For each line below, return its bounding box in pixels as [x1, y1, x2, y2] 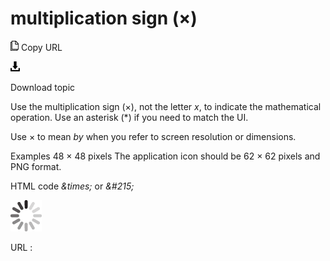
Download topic [10, 81, 76, 93]
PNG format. [10, 160, 62, 172]
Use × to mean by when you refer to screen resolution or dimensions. [10, 130, 297, 142]
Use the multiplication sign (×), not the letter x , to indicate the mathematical [10, 100, 322, 112]
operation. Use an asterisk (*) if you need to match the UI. [10, 111, 249, 123]
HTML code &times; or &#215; [10, 180, 135, 192]
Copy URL [20, 41, 63, 53]
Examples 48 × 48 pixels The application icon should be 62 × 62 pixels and [10, 150, 321, 162]
